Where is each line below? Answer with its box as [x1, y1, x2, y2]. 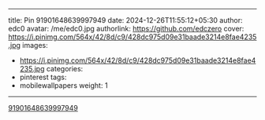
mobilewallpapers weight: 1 [19, 81, 108, 90]
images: [22, 41, 49, 49]
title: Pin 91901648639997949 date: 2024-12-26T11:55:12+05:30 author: [8, 16, 243, 24]
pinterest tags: [19, 72, 67, 82]
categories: [46, 64, 84, 73]
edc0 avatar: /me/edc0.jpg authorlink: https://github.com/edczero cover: [8, 24, 244, 33]
